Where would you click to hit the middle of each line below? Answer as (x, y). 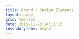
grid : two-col (20, 19)
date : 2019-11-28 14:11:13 (34, 24)
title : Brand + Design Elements (39, 10)
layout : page (19, 15)
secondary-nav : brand (28, 29)
